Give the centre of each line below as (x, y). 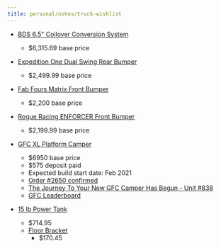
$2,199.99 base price (59, 130)
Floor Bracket (48, 230)
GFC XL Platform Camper (55, 144)
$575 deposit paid (55, 165)
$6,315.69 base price (59, 47)
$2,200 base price (55, 103)
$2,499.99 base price (60, 75)
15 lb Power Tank (42, 209)
